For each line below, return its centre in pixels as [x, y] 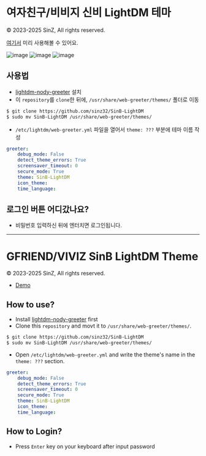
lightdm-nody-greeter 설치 [48, 92]
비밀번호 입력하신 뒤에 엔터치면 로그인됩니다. [69, 226]
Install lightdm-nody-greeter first [56, 320]
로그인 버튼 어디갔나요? [48, 209]
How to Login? [34, 432]
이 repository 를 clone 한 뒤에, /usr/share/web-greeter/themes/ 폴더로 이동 [107, 100]
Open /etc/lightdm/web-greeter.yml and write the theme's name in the [105, 355]
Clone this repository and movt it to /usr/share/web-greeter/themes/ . [103, 326]
